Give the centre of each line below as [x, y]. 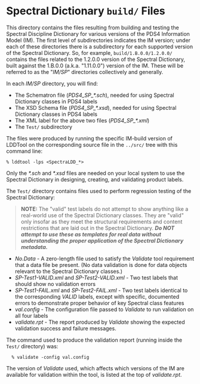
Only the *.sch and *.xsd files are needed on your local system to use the [96, 173]
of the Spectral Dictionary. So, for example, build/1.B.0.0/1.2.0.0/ [89, 53]
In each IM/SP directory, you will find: [52, 83]
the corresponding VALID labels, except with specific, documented [97, 296]
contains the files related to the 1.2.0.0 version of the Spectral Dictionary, [96, 59]
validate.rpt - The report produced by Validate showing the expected [100, 322]
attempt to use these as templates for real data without [91, 234]
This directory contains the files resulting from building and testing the [93, 27]
